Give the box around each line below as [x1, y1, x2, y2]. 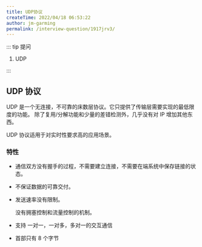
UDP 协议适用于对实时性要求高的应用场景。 [6, 131, 115, 139]
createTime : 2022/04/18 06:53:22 [6, 15, 91, 21]
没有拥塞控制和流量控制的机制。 [15, 209, 95, 216]
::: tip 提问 [6, 43, 32, 50]
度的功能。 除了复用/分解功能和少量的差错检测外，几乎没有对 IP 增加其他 [6, 111, 188, 118]
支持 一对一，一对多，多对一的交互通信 [15, 222, 113, 229]
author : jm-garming [6, 20, 56, 26]
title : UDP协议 [6, 8, 43, 15]
